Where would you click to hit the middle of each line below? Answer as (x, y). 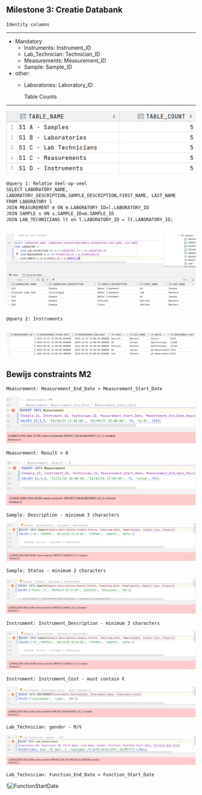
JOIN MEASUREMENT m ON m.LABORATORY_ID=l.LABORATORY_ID (78, 207)
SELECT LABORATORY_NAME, (37, 189)
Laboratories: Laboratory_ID (58, 85)
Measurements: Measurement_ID (65, 60)
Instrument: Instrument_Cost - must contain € (66, 679)
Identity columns (28, 24)
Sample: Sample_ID (48, 67)
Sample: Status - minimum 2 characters (56, 571)
